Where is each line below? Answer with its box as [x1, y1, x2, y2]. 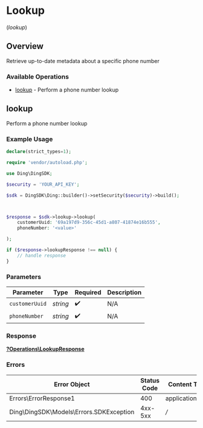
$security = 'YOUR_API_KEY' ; [6, 181, 80, 188]
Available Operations [6, 72, 69, 81]
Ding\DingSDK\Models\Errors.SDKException [9, 407, 135, 416]
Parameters [6, 272, 41, 281]
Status [140, 376, 160, 384]
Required [74, 288, 101, 297]
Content [168, 380, 192, 388]
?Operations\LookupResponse [6, 346, 85, 353]
